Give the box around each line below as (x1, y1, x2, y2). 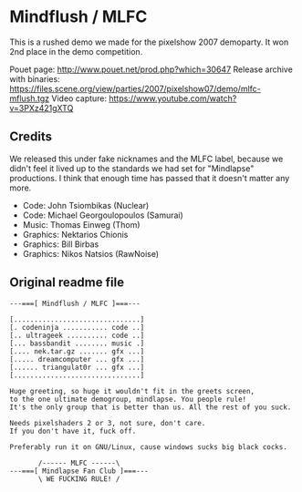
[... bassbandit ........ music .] (9, 339, 145, 348)
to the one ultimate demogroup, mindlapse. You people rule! (9, 395, 247, 404)
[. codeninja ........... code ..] (9, 323, 145, 332)
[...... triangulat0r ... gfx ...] (9, 363, 145, 372)
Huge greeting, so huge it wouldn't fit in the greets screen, (9, 386, 255, 395)
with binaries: (9, 73, 61, 84)
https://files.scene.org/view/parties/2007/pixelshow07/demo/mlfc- (9, 83, 262, 94)
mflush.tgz (9, 93, 50, 104)
